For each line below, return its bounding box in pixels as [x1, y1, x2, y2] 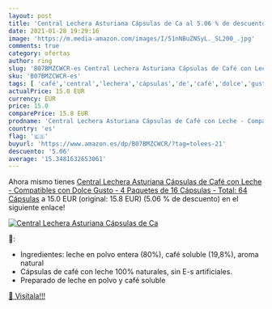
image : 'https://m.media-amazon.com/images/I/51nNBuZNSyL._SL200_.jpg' [8, 34, 255, 43]
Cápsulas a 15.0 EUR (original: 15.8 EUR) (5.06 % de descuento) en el [8, 194, 239, 204]
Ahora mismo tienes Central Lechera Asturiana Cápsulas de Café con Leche [8, 177, 262, 187]
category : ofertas [8, 49, 70, 57]
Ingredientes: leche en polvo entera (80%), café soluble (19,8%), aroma [19, 250, 259, 260]
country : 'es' [8, 125, 57, 133]
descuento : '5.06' [8, 147, 70, 155]
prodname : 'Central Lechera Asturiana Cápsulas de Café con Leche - [8, 117, 244, 125]
